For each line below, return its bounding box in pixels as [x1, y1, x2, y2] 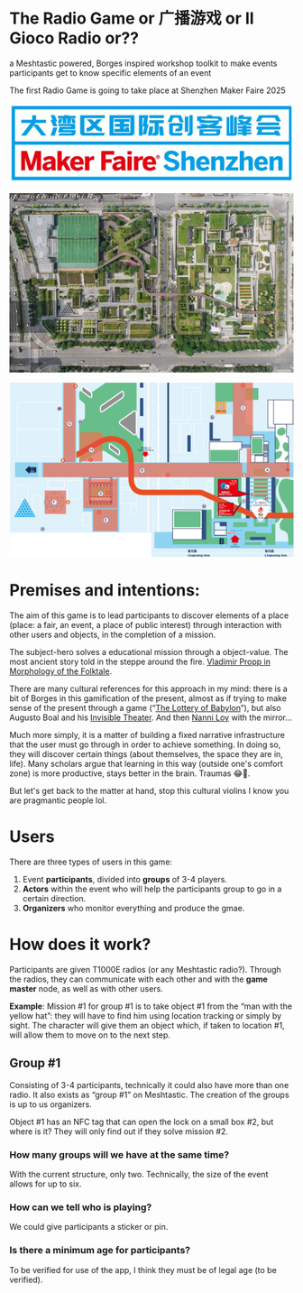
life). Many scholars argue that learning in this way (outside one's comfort [9, 758, 284, 769]
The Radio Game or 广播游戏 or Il [9, 8, 254, 29]
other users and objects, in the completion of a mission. [9, 629, 216, 640]
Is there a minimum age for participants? [9, 1244, 191, 1257]
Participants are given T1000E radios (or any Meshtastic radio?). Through [9, 964, 281, 974]
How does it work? [9, 935, 151, 955]
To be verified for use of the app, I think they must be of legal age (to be [9, 1264, 277, 1275]
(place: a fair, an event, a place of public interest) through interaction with [9, 619, 282, 630]
